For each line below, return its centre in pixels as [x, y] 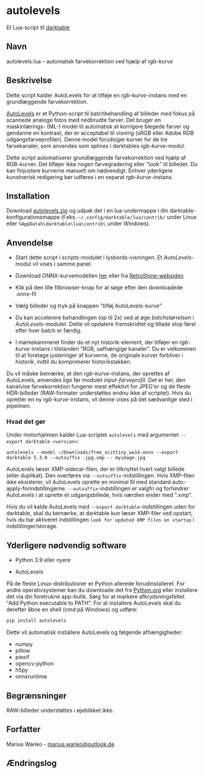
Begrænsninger [37, 696]
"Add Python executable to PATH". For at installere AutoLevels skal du [94, 603]
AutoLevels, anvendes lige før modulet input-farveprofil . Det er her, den [96, 380]
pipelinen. [19, 406]
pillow [23, 651]
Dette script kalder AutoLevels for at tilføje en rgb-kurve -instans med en [97, 95]
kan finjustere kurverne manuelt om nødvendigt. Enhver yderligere [90, 171]
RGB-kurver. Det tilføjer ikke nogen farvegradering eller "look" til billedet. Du [102, 164]
